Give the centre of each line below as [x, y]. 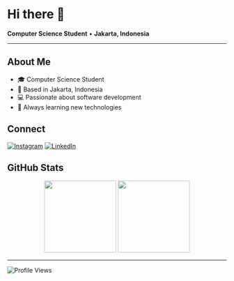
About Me [29, 62]
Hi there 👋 [36, 14]
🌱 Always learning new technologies [69, 107]
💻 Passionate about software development [79, 97]
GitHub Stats [36, 168]
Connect [26, 129]
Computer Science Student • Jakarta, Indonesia [78, 33]
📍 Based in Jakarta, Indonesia [60, 89]
